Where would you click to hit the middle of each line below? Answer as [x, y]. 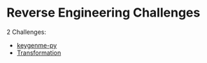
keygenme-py [37, 45]
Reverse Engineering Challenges [103, 13]
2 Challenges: [27, 32]
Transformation [39, 53]
